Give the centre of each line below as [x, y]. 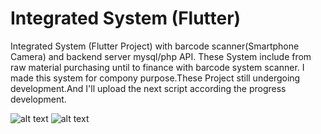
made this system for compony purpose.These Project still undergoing [155, 78]
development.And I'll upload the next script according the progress [148, 88]
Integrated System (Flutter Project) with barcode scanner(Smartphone [155, 46]
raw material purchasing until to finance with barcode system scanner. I [157, 67]
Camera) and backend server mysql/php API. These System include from [161, 56]
